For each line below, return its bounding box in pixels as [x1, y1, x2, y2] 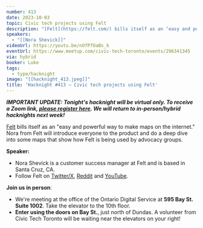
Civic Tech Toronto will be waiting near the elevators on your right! [14, 215, 181, 222]
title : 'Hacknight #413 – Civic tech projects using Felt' [6, 82, 158, 88]
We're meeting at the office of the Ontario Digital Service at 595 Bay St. [14, 196, 193, 203]
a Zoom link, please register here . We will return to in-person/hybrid [6, 105, 181, 112]
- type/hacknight [11, 71, 56, 77]
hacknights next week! [6, 111, 65, 119]
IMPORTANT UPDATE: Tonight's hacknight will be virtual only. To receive [6, 99, 193, 106]
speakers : [6, 31, 31, 37]
